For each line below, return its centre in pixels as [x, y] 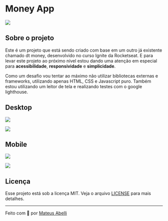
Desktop [19, 107]
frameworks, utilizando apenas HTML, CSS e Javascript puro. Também [78, 81]
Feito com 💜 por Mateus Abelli [36, 213]
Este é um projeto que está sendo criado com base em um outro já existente [84, 50]
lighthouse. [17, 92]
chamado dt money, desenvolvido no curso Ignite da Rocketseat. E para [79, 55]
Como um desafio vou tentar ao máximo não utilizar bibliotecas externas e [82, 76]
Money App [30, 9]
